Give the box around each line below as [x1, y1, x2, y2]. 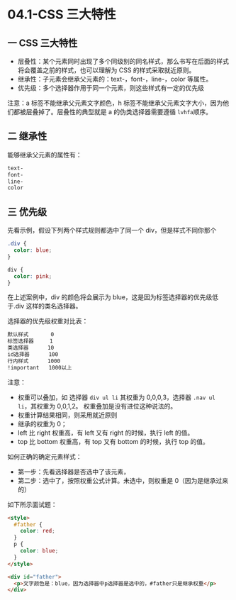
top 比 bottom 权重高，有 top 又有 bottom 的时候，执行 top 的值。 [17, 437, 209, 445]
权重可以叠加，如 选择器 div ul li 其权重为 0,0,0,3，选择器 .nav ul [17, 393, 216, 401]
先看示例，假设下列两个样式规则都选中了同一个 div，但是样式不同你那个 [7, 226, 217, 235]
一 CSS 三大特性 [7, 37, 78, 49]
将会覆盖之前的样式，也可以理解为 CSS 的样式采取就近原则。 [17, 66, 196, 74]
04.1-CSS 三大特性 [7, 6, 116, 23]
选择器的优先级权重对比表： [7, 317, 89, 326]
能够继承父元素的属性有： [7, 150, 82, 159]
